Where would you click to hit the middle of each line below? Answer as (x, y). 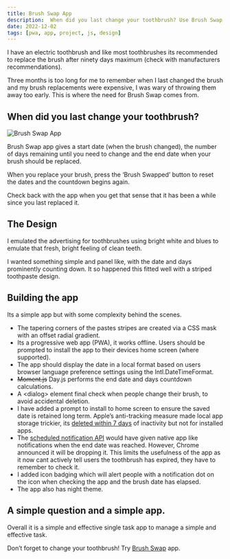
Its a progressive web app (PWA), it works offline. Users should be (111, 343)
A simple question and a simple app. (86, 511)
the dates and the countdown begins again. (69, 182)
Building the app (43, 298)
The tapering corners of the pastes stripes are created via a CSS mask (117, 327)
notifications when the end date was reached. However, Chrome (108, 445)
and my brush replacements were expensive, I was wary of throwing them (112, 88)
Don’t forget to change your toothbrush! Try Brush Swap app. (94, 548)
